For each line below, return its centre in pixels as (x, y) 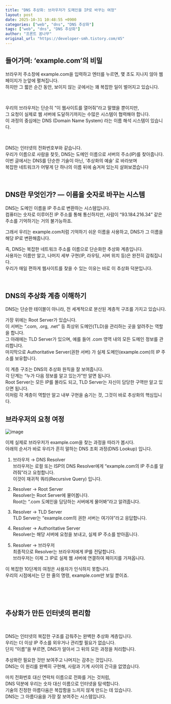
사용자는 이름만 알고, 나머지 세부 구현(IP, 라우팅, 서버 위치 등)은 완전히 (75, 255)
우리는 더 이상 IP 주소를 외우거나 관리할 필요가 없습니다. (61, 642)
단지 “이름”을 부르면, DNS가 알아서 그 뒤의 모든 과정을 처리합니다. (71, 649)
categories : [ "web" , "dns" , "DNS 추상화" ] (50, 24)
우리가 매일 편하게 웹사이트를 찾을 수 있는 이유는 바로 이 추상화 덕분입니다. (79, 268)
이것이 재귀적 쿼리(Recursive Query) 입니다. (57, 479)
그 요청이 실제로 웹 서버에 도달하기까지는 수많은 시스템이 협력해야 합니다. (78, 114)
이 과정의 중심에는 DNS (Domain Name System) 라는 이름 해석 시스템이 (77, 120)
